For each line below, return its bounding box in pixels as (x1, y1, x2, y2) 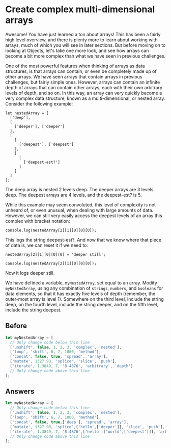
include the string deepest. (5, 307, 62, 313)
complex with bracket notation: (5, 218, 70, 224)
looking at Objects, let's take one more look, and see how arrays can (5, 47, 149, 54)
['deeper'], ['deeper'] (14, 124, 65, 129)
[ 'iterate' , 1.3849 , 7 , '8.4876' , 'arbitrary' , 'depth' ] (10, 363, 133, 368)
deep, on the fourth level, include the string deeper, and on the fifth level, (5, 301, 159, 307)
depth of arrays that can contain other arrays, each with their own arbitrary (5, 84, 163, 90)
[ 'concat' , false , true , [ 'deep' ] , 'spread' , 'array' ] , (10, 419, 129, 425)
